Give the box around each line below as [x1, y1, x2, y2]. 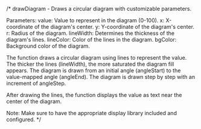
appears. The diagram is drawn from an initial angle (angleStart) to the [6, 67, 181, 74]
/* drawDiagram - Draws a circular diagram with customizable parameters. [6, 5, 192, 12]
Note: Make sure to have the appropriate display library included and [6, 110, 177, 116]
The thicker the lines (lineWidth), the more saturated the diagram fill [6, 60, 174, 68]
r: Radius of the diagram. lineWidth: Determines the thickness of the [6, 30, 175, 37]
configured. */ [6, 116, 41, 123]
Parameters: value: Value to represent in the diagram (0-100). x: [6, 17, 165, 24]
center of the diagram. [6, 98, 62, 105]
